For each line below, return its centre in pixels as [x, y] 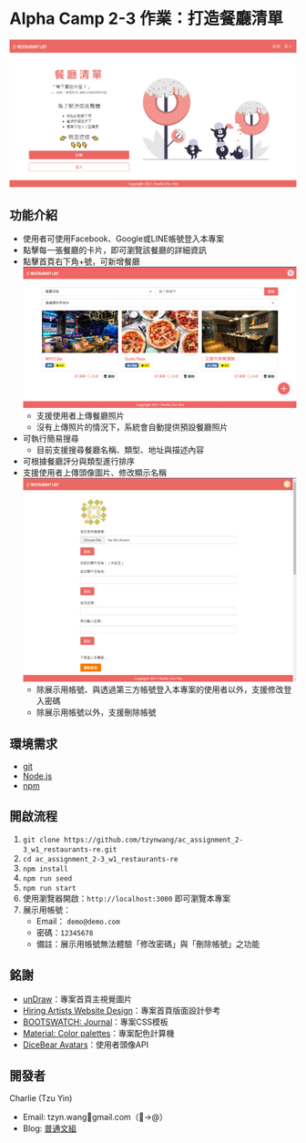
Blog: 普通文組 [50, 1128]
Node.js [37, 776]
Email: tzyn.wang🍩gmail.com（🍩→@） [95, 1117]
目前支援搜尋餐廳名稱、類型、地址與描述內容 [120, 450]
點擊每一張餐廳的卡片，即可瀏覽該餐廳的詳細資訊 [114, 250]
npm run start [49, 888]
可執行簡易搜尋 [51, 439]
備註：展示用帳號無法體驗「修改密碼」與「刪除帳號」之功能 [148, 944]
